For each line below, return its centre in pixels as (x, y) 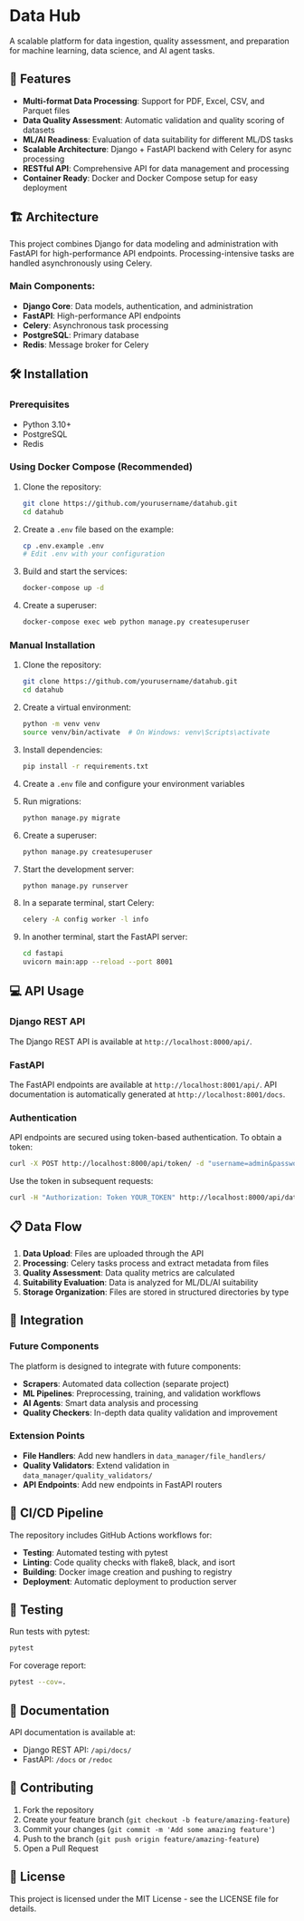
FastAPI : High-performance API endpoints (101, 315)
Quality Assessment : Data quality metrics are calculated (128, 1272)
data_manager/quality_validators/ (87, 1475)
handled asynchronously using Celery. (81, 263)
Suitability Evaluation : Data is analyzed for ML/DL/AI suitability (140, 1282)
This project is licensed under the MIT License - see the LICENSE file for (144, 1898)
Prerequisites (39, 404)
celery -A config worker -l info (85, 920)
